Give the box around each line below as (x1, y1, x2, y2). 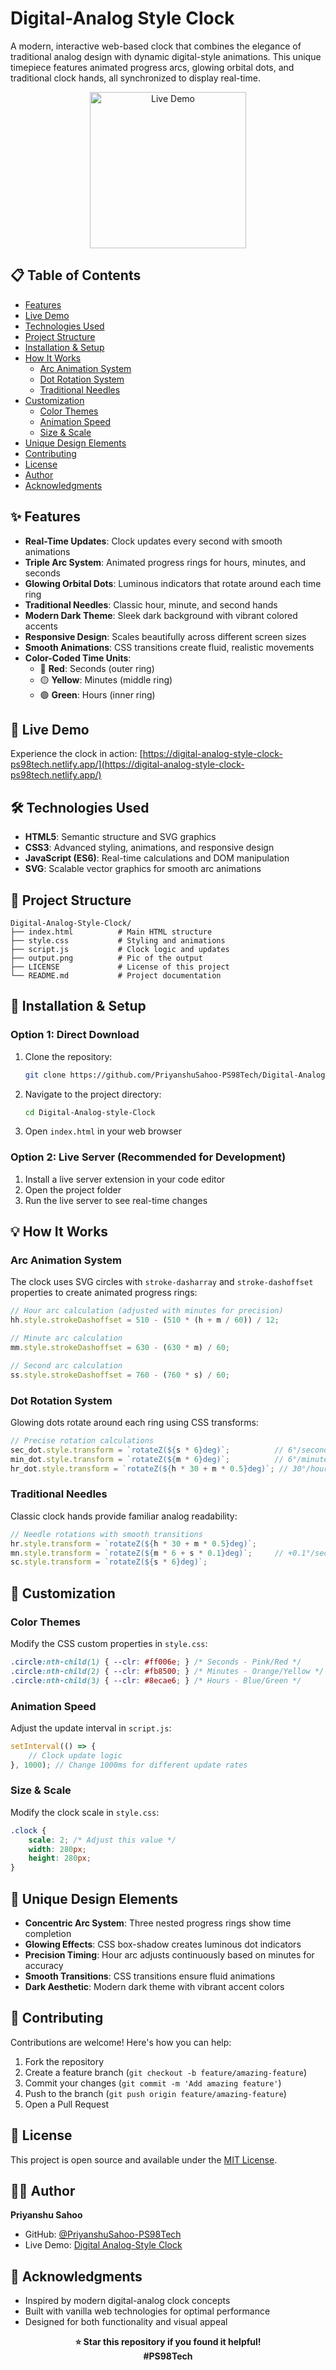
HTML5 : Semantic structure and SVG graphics (24, 831, 217, 843)
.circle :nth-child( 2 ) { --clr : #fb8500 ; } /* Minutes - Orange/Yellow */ (10, 1666, 325, 1676)
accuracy (24, 1959, 64, 1971)
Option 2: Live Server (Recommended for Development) (10, 1150, 287, 1164)
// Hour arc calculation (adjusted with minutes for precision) (10, 1306, 284, 1316)
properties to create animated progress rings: (10, 1287, 198, 1299)
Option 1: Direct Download (10, 1028, 140, 1042)
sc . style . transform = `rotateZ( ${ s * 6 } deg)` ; (10, 1557, 208, 1567)
